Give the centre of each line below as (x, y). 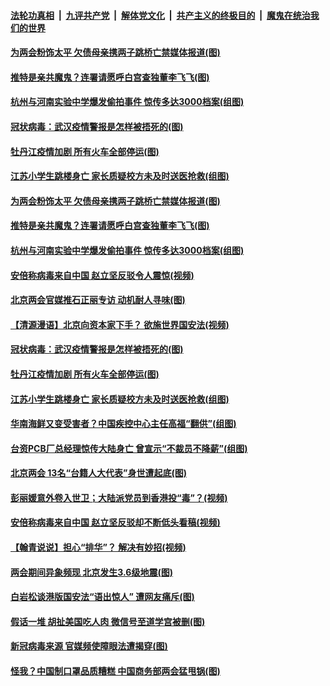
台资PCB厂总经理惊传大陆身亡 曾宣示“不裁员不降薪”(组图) (129, 448)
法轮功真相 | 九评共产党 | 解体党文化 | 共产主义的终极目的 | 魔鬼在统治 (160, 15)
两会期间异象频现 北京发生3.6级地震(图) (91, 572)
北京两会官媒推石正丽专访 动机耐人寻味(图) (98, 300)
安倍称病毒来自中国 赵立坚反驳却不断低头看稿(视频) (115, 522)
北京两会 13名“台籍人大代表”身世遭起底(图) (98, 473)
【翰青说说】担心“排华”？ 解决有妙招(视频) (98, 547)
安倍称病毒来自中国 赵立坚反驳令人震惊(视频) (102, 275)
